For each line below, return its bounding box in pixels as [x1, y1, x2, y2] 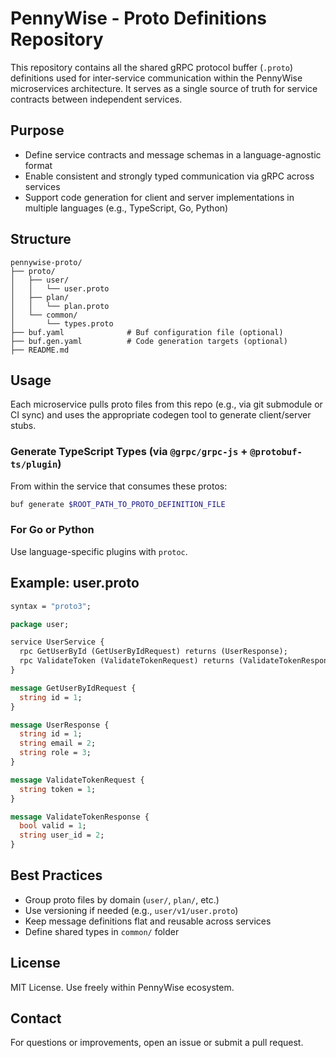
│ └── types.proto [10, 318, 114, 329]
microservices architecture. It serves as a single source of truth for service [10, 82, 318, 94]
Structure [10, 231, 72, 248]
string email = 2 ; [19, 738, 97, 749]
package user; [10, 619, 70, 629]
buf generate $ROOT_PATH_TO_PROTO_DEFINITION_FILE [10, 499, 226, 509]
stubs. [10, 420, 37, 432]
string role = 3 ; [19, 748, 92, 758]
